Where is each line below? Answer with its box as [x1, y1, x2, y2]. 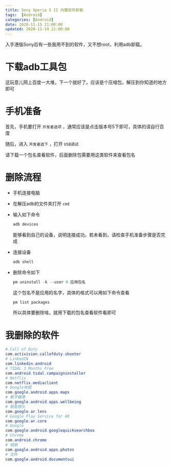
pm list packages [12, 300, 50, 305]
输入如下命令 [12, 211, 40, 217]
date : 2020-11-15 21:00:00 [5, 22, 63, 27]
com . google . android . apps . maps [5, 390, 70, 395]
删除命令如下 [12, 269, 40, 275]
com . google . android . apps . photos [5, 447, 74, 452]
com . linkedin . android [5, 361, 52, 366]
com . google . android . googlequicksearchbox [5, 428, 95, 433]
